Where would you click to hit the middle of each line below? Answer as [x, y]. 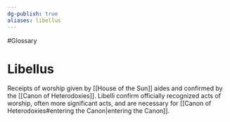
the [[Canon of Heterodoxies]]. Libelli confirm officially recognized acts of [114, 96]
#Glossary [22, 40]
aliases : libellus [34, 20]
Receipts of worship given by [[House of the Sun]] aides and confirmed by [115, 88]
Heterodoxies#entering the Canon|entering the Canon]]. [89, 111]
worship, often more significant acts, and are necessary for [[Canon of [109, 104]
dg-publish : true [33, 14]
